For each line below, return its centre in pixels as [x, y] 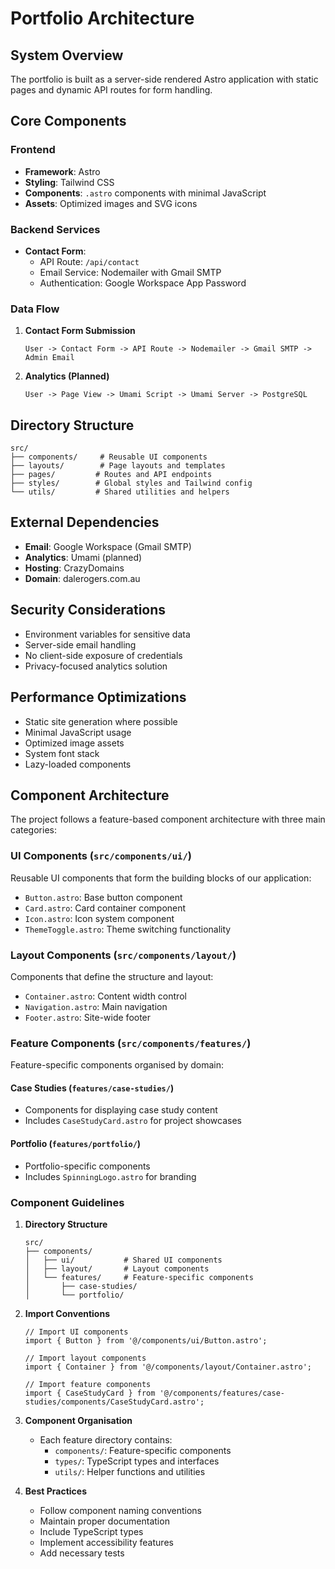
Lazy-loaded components [78, 764]
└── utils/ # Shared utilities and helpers [120, 492]
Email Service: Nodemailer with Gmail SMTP [130, 272]
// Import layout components [85, 1358]
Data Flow [35, 309]
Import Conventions [67, 1313]
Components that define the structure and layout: [112, 976]
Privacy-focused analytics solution [96, 666]
